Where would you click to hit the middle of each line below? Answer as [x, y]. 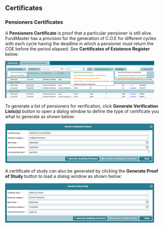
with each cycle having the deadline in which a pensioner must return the [80, 44]
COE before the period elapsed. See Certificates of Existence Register [78, 48]
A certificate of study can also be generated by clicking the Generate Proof [82, 171]
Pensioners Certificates [34, 22]
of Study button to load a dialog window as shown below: [64, 176]
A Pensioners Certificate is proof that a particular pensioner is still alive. [79, 33]
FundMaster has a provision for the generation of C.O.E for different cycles [81, 38]
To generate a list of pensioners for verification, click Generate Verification [82, 106]
